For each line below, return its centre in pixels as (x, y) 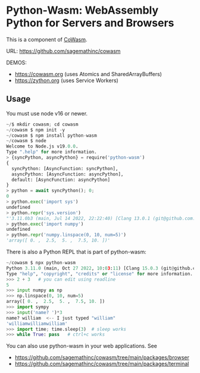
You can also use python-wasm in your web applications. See (82, 346)
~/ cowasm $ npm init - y (36, 130)
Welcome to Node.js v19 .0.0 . (42, 146)
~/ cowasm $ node (26, 141)
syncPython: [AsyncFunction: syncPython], (65, 168)
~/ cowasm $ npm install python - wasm (51, 135)
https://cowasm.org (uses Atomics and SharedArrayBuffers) (88, 74)
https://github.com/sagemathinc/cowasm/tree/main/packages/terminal (102, 364)
